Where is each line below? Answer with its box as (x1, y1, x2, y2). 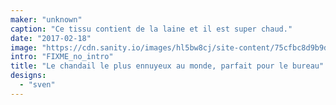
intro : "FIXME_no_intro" (10, 52, 114, 62)
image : (10, 42, 38, 53)
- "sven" (19, 80, 56, 90)
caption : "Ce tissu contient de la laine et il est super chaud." (10, 24, 293, 34)
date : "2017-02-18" (10, 33, 92, 43)
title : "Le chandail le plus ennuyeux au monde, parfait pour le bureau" (10, 61, 325, 71)
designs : (10, 71, 47, 81)
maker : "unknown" (10, 14, 83, 25)
